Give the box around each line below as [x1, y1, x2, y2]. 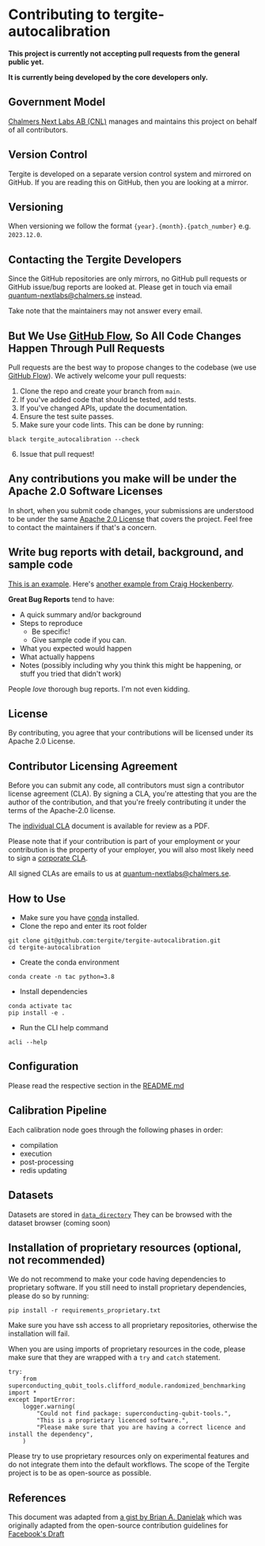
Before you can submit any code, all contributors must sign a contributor [8, 781, 245, 790]
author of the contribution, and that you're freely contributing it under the [8, 797, 247, 807]
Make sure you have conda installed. [19, 913, 140, 923]
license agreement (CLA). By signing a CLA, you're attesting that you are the [8, 789, 257, 799]
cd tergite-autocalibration [8, 944, 101, 952]
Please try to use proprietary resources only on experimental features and [8, 1452, 249, 1461]
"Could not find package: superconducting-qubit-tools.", [36, 1410, 232, 1417]
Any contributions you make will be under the [8, 472, 237, 485]
